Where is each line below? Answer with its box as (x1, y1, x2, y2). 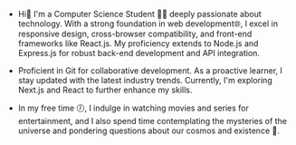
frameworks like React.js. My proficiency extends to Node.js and (17, 38, 259, 49)
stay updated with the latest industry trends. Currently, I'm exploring (17, 75, 273, 85)
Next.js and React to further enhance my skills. (17, 84, 193, 95)
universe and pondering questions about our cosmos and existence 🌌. (17, 125, 281, 136)
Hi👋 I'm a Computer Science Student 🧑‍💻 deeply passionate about (17, 9, 263, 19)
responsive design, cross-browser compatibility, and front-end (17, 28, 253, 39)
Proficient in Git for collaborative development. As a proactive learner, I (17, 65, 283, 76)
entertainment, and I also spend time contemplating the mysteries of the (17, 116, 288, 126)
